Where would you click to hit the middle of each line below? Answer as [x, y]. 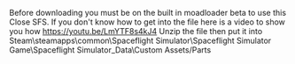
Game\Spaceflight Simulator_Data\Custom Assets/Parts [110, 50]
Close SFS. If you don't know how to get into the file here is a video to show [147, 22]
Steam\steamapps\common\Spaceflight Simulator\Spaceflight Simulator [140, 40]
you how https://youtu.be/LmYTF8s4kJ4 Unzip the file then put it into [136, 31]
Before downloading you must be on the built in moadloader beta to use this [147, 13]
